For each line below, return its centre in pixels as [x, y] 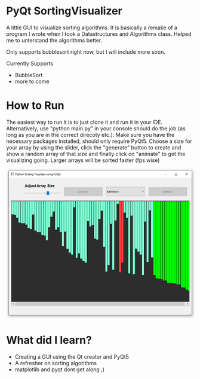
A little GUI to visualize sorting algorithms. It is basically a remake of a [92, 27]
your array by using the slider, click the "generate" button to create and [94, 147]
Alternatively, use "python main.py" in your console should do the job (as [96, 128]
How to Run [35, 106]
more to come [32, 81]
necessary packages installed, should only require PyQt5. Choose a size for [99, 141]
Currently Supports [30, 63]
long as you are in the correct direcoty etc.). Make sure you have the [90, 135]
